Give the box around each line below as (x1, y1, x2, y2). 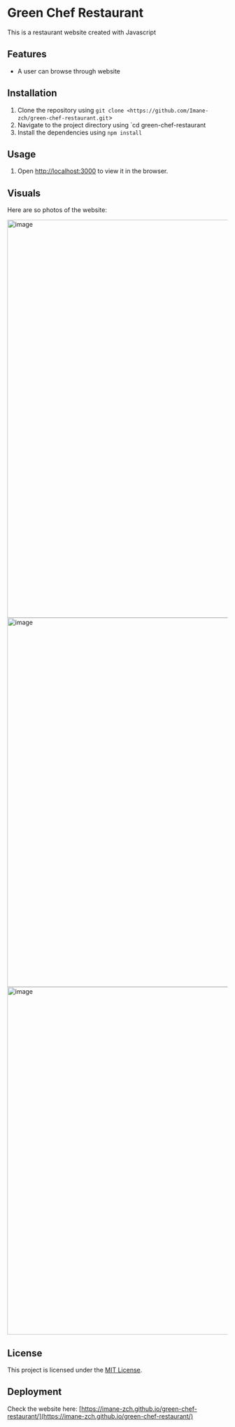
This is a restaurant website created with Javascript (7, 28, 156, 36)
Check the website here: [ (7, 1405, 82, 1413)
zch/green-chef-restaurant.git (17, 114, 109, 122)
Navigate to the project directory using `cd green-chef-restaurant (17, 120, 206, 129)
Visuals (7, 187, 41, 199)
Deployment (7, 1386, 62, 1398)
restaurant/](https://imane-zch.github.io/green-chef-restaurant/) (7, 1412, 194, 1420)
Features (7, 48, 47, 60)
